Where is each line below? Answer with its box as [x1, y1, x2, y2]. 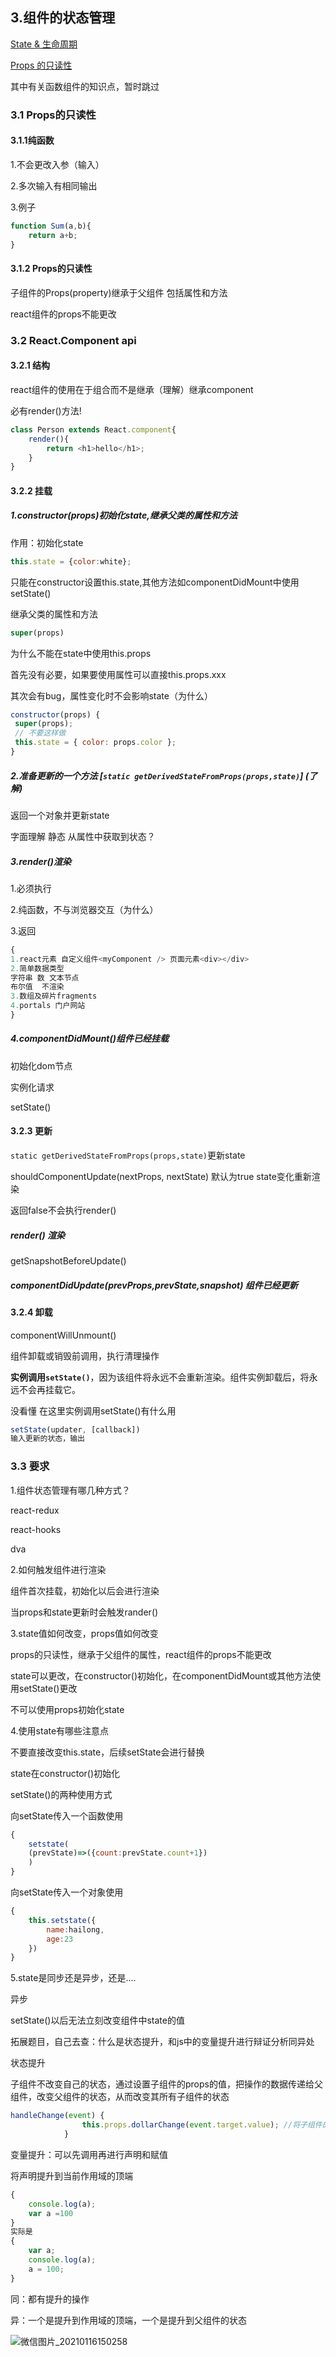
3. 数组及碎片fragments [10, 991, 98, 1002]
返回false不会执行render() [10, 1204, 117, 1217]
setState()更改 [18, 1682, 78, 1694]
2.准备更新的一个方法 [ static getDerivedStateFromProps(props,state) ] [10, 769, 304, 782]
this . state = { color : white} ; [10, 556, 132, 567]
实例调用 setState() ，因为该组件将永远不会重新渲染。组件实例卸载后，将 [10, 1371, 310, 1383]
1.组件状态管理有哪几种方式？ [10, 1484, 131, 1496]
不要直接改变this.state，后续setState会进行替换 [10, 1746, 205, 1758]
